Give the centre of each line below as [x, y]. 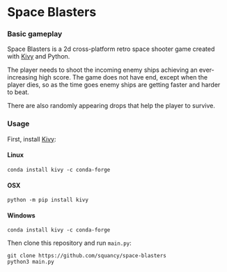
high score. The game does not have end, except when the [123, 77]
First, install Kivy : [32, 139]
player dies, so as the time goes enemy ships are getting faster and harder [114, 85]
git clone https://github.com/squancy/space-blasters [87, 256]
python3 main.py [31, 262]
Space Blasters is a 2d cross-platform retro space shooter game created [111, 49]
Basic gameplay [35, 34]
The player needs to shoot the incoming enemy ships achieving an [102, 70]
